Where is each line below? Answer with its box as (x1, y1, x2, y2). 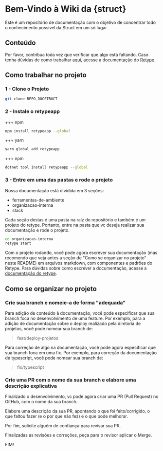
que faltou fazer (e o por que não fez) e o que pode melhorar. (5, 414, 128, 419)
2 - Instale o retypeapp (5, 108, 60, 115)
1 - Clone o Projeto (5, 86, 49, 92)
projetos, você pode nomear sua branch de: (5, 325, 93, 331)
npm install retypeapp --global (5, 128, 71, 133)
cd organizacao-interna (5, 236, 54, 241)
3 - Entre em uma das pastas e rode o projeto (5, 177, 113, 183)
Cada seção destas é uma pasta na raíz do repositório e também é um (5, 216, 146, 222)
